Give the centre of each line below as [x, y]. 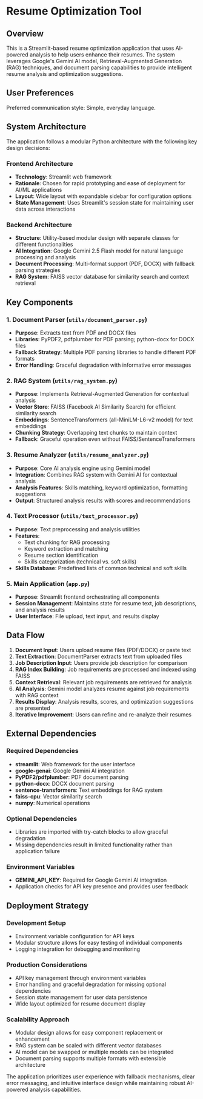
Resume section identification [61, 555]
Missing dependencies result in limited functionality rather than [94, 845]
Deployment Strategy [48, 906]
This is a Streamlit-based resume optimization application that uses [90, 48]
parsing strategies [38, 270]
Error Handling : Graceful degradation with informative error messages [103, 365]
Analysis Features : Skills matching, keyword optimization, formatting [101, 488]
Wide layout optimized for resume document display [80, 1004]
